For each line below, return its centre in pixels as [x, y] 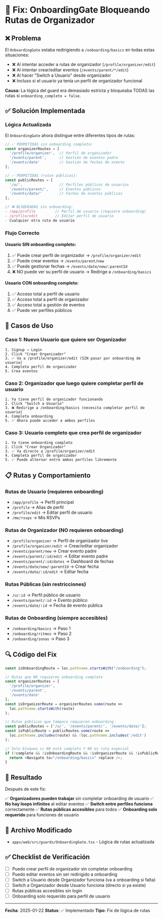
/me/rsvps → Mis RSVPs [36, 517]
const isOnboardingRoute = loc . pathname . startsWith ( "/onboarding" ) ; [76, 668]
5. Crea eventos [21, 371]
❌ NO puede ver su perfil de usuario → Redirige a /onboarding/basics [81, 272]
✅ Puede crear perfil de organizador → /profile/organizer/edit [77, 255]
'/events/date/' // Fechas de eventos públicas [66, 194]
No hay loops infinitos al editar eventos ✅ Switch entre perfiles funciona [79, 804]
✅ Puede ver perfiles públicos [42, 310]
